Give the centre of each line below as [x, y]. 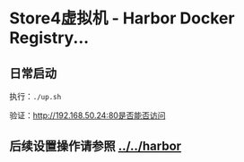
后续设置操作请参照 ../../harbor [96, 146]
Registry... [49, 38]
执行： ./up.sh [35, 96]
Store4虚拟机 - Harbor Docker [122, 18]
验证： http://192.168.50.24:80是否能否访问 [87, 115]
